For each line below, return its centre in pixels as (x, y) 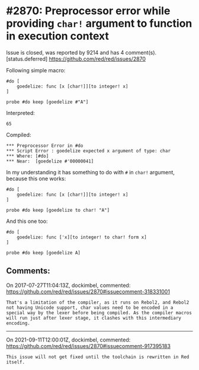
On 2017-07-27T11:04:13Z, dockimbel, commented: (68, 285)
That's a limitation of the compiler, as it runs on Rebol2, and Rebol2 (98, 302)
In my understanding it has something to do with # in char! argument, (90, 172)
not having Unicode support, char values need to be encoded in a (90, 307)
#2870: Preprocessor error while (88, 11)
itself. (16, 362)
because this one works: (36, 178)
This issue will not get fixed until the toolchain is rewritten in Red (98, 357)
